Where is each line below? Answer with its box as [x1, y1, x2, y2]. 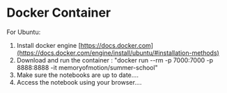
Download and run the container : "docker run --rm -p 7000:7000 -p [16, 56, 214, 64]
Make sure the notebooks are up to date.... [16, 71, 139, 79]
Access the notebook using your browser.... [16, 78, 142, 86]
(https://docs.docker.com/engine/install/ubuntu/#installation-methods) [16, 49, 220, 57]
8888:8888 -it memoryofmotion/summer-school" [16, 63, 158, 71]
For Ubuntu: [6, 28, 41, 36]
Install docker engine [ [16, 41, 81, 49]
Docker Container [6, 5, 111, 21]
